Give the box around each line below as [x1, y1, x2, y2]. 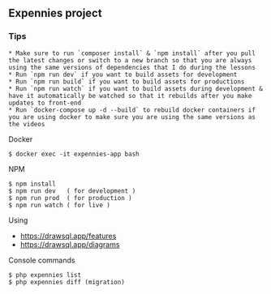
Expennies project [8, 6, 103, 20]
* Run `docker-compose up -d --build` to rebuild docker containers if [8, 105, 256, 114]
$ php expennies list [8, 271, 82, 279]
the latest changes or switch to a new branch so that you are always [8, 56, 252, 64]
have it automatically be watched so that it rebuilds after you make [8, 92, 252, 100]
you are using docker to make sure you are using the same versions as [8, 113, 256, 121]
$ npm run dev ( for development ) [8, 186, 136, 195]
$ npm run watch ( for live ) [8, 201, 111, 209]
